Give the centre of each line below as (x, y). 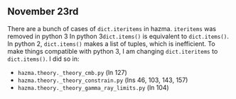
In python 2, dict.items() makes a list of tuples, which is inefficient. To (111, 43)
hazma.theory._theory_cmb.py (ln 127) (72, 72)
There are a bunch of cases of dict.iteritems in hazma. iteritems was (112, 28)
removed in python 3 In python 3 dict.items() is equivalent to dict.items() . (118, 36)
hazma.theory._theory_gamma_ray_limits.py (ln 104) (93, 87)
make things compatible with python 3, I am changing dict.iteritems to (113, 51)
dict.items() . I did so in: (43, 59)
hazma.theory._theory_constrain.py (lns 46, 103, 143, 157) (103, 80)
